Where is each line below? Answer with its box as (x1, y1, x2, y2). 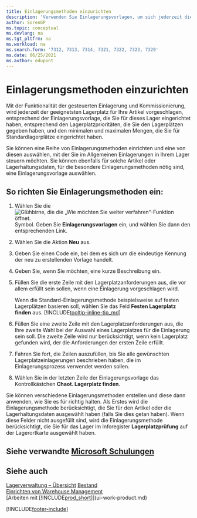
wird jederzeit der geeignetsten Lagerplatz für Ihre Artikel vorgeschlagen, (6, 109, 184, 116)
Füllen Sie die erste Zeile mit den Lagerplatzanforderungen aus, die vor (14, 279, 186, 286)
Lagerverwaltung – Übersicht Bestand (6, 482, 98, 489)
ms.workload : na (6, 42, 46, 48)
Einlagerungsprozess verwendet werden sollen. (14, 363, 130, 370)
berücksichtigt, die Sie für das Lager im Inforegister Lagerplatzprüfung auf (6, 423, 188, 430)
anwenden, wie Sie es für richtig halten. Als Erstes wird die (6, 398, 148, 405)
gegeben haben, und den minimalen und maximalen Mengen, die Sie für (6, 127, 181, 134)
